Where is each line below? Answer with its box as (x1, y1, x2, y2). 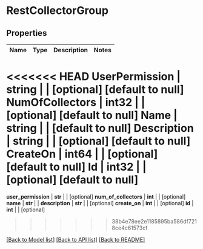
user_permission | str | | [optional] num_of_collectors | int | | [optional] (6, 193, 186, 200)
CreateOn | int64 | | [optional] (6, 147, 158, 161)
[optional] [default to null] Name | (6, 109, 178, 122)
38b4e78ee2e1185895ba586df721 (111, 217, 197, 225)
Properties (6, 28, 47, 38)
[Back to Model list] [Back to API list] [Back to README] (6, 236, 145, 243)
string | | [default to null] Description (6, 121, 194, 135)
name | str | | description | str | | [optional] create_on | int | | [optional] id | (6, 199, 194, 206)
